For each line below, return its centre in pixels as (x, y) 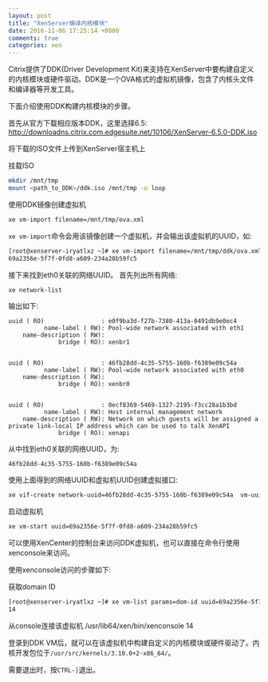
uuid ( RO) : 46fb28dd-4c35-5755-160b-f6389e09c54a (123, 363)
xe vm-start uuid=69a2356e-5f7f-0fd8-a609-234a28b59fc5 (103, 527)
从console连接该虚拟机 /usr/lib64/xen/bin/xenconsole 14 (101, 625)
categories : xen (35, 46)
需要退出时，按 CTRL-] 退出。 (54, 669)
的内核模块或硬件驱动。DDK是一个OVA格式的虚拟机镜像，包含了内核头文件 (131, 79)
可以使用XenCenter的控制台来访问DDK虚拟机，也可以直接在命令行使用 (124, 543)
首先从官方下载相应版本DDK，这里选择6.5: (78, 123)
